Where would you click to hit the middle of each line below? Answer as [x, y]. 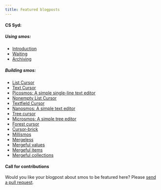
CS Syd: [13, 25]
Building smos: [20, 70]
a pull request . [20, 182]
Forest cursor [26, 124]
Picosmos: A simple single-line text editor [54, 93]
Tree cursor [24, 114]
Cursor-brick [25, 129]
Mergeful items [27, 150]
